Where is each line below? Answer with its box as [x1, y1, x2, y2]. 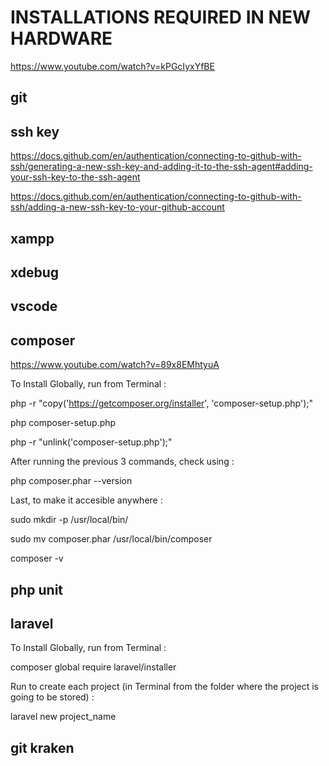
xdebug [10, 264, 60, 281]
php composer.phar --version [10, 475, 133, 487]
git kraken [10, 739, 75, 756]
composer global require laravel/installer [10, 661, 177, 673]
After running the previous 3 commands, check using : [10, 456, 235, 468]
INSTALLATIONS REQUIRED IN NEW [10, 6, 311, 29]
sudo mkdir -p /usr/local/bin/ [10, 514, 129, 526]
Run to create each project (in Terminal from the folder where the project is [10, 681, 319, 693]
